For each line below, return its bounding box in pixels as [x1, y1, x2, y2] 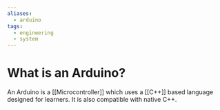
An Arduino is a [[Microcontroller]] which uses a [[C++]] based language [7, 88, 214, 96]
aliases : [7, 10, 32, 17]
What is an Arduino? [7, 65, 126, 81]
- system [13, 36, 39, 43]
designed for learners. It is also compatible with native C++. [7, 96, 177, 104]
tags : [7, 23, 23, 30]
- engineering [13, 29, 54, 36]
